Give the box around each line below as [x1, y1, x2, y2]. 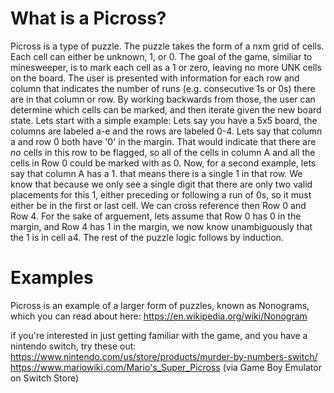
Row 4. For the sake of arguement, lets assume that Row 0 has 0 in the [10, 210, 302, 222]
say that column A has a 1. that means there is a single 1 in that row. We [10, 167, 303, 179]
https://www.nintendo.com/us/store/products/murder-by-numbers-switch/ [10, 350, 318, 362]
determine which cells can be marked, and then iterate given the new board [10, 103, 322, 116]
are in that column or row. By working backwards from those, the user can [10, 93, 316, 105]
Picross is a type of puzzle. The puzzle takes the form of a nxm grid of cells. [10, 40, 325, 52]
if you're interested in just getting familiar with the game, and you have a [10, 329, 308, 341]
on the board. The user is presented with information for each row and [10, 72, 300, 84]
